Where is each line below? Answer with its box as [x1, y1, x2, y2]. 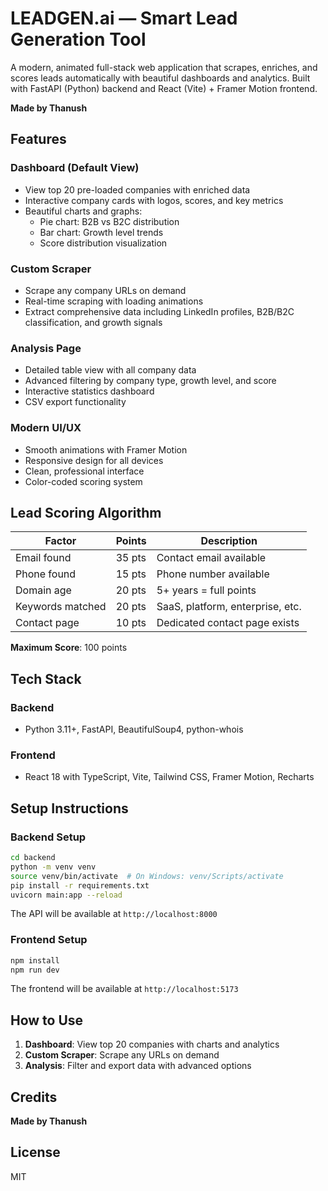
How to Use [10, 1012, 84, 1029]
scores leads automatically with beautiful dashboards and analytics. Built [10, 72, 311, 84]
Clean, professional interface [24, 465, 145, 477]
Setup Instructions [10, 800, 129, 817]
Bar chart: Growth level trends [39, 226, 164, 238]
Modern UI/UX [10, 421, 82, 435]
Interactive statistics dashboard [24, 385, 155, 397]
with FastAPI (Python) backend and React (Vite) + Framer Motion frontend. [10, 82, 318, 94]
